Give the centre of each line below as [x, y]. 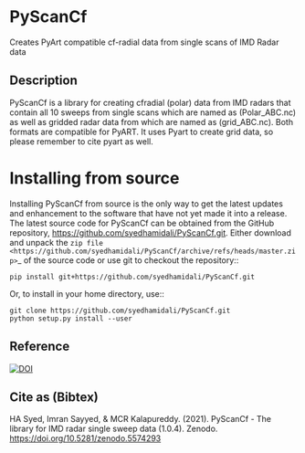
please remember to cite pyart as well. [81, 141]
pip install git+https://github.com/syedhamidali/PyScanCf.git [132, 277]
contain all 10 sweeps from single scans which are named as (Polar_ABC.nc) [153, 112]
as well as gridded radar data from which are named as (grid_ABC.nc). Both [152, 121]
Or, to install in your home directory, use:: [87, 293]
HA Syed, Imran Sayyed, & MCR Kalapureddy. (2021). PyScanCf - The [141, 419]
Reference [40, 347]
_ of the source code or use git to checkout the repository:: [128, 260]
